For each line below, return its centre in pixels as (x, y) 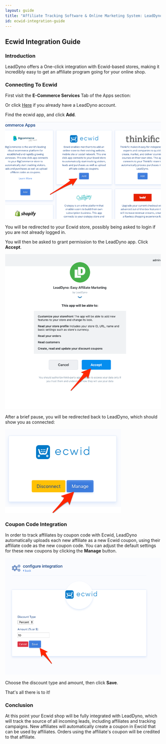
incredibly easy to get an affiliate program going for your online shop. (76, 72)
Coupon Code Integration (36, 524)
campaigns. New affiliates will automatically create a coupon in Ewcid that (81, 727)
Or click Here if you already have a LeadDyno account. (61, 105)
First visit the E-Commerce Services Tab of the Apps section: (68, 96)
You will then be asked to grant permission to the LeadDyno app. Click (77, 242)
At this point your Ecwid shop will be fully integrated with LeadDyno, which (81, 716)
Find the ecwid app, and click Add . (41, 115)
